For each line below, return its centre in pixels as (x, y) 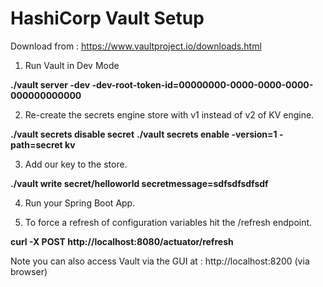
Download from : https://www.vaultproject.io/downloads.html (136, 46)
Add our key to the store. (76, 164)
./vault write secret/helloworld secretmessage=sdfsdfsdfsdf (139, 183)
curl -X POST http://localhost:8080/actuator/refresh (122, 241)
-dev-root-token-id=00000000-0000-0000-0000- (202, 84)
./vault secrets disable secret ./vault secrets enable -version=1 (144, 134)
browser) (29, 271)
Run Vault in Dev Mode (72, 65)
